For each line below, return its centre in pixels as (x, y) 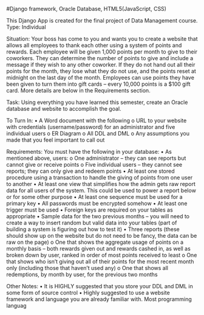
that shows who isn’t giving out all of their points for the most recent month (100, 261)
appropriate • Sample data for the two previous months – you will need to (98, 216)
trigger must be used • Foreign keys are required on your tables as (90, 210)
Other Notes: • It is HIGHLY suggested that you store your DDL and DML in (100, 286)
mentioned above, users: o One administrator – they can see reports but (96, 158)
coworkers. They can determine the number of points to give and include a (100, 58)
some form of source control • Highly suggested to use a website (88, 292)
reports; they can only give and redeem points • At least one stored (90, 171)
